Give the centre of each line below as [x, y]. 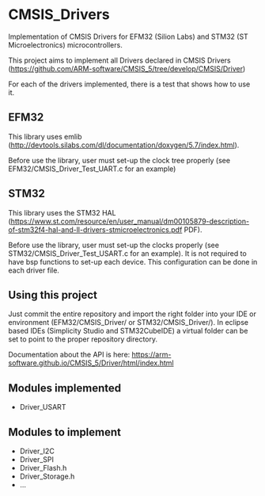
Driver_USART [43, 407]
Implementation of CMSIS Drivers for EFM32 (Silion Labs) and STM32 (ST [129, 36]
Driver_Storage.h [47, 476]
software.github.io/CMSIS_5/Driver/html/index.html [91, 363]
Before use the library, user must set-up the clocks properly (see [114, 245]
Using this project [53, 295]
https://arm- [151, 355]
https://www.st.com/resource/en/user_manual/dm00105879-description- [130, 221]
